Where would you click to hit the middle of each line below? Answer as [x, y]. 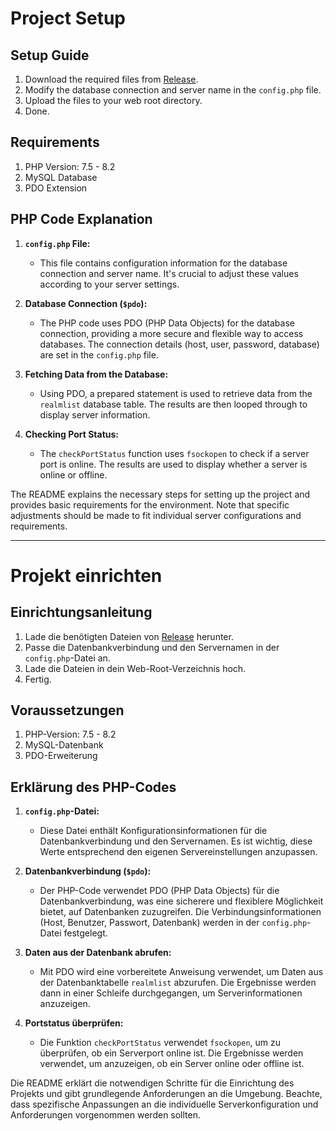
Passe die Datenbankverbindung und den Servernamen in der [152, 647]
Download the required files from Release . [111, 79]
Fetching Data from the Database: [96, 374]
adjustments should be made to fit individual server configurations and [156, 515]
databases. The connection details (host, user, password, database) [179, 344]
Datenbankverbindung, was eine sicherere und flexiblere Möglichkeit [181, 901]
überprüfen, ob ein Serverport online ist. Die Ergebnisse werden [171, 1053]
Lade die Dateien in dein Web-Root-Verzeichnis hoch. [135, 668]
